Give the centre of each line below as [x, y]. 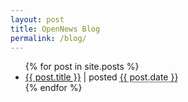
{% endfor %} [53, 88]
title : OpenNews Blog [55, 29]
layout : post [37, 19]
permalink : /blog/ [48, 38]
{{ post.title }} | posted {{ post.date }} [101, 77]
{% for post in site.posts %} [82, 67]
